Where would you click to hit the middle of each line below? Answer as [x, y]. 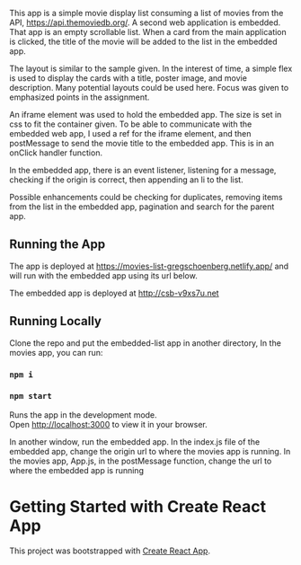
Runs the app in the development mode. [83, 415]
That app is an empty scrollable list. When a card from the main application [148, 32]
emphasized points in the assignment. [80, 97]
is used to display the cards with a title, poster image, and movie [128, 78]
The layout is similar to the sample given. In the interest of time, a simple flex [151, 68]
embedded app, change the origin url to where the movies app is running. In [150, 451]
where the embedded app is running [76, 470]
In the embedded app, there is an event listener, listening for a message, [143, 170]
